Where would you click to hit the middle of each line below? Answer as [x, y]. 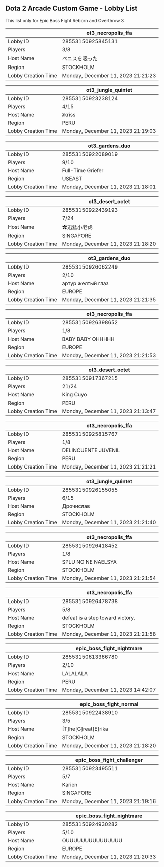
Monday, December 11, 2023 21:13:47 [109, 411]
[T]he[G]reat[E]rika [85, 729]
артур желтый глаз [85, 283]
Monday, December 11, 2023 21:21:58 [109, 634]
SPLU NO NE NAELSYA [90, 562]
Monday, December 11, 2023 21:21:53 [109, 355]
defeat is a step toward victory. [99, 618]
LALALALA [75, 673]
